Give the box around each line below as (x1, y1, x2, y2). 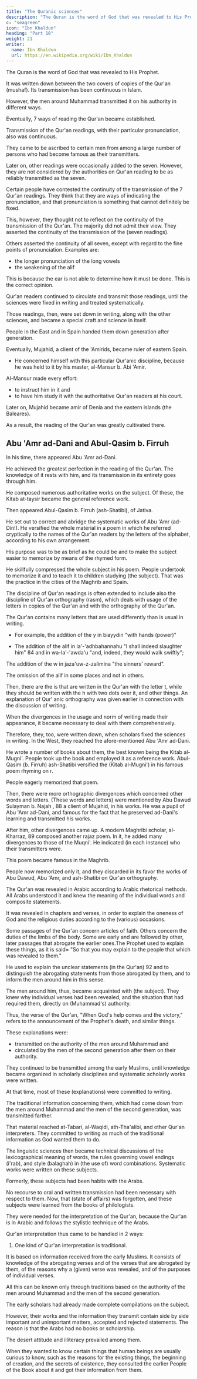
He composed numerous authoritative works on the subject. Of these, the (6, 489, 184, 496)
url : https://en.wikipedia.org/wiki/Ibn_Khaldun (11, 52, 133, 58)
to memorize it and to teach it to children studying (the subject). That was (6, 572, 184, 579)
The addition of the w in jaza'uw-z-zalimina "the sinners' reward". (6, 660, 165, 667)
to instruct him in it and (14, 386, 70, 393)
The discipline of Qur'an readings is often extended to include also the (6, 590, 176, 597)
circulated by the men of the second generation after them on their (14, 1047, 176, 1054)
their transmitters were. (6, 845, 63, 853)
